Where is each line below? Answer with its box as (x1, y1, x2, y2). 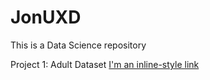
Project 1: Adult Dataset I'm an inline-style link (10, 58, 200, 70)
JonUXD (10, 6, 82, 29)
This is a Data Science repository (10, 39, 147, 51)
